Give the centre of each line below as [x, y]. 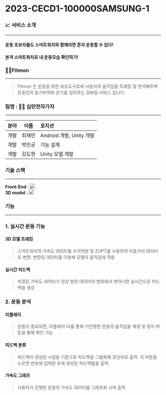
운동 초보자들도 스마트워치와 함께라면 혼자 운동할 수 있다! [59, 45]
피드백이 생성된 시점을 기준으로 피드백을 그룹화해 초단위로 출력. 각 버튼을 [87, 357]
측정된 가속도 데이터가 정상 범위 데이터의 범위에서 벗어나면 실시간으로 [84, 281]
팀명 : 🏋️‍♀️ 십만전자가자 [30, 106]
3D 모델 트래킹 [19, 239]
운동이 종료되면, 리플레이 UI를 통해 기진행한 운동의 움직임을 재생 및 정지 [86, 327]
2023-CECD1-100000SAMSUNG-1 [77, 9]
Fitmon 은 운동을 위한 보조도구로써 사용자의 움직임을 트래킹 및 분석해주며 [87, 86]
